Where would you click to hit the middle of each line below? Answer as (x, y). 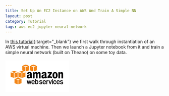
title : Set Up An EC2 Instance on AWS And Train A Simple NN (71, 11)
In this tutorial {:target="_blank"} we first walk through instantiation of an (80, 42)
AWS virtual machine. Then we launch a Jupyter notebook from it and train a (84, 47)
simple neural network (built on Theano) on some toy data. (66, 53)
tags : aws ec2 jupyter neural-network (46, 27)
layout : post (19, 16)
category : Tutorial (26, 21)
